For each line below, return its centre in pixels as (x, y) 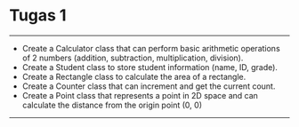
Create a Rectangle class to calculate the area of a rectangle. (134, 76)
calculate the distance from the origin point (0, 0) (112, 105)
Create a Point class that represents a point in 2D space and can (140, 95)
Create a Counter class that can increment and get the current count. (149, 86)
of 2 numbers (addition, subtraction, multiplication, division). (133, 58)
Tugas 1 (38, 16)
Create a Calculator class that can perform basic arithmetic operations (151, 48)
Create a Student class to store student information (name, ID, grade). (150, 67)
